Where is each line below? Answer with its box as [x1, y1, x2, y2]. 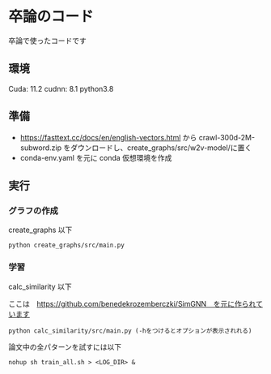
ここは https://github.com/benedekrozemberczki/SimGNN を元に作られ [8, 299, 256, 308]
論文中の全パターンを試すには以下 [8, 342, 122, 351]
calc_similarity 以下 [8, 282, 72, 291]
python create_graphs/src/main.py [8, 241, 125, 250]
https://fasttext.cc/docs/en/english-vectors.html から [19, 132, 197, 142]
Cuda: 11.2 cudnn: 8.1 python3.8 [8, 84, 114, 93]
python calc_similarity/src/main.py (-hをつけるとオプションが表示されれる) [8, 326, 252, 335]
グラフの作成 [8, 204, 59, 216]
